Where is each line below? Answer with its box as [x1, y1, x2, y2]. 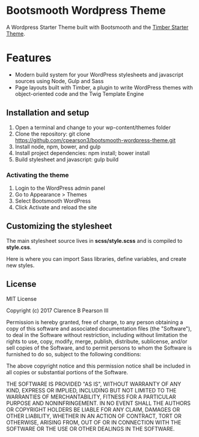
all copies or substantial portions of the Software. [6, 368, 128, 376]
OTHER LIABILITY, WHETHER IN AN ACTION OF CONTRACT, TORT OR [6, 412, 182, 420]
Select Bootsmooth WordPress [14, 197, 91, 204]
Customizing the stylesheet [6, 221, 112, 231]
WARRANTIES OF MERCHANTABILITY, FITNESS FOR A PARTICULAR [6, 393, 176, 400]
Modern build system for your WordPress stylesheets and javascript [14, 71, 183, 78]
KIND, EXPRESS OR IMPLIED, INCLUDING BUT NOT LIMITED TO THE [6, 386, 177, 394]
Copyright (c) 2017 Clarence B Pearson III [6, 307, 109, 314]
